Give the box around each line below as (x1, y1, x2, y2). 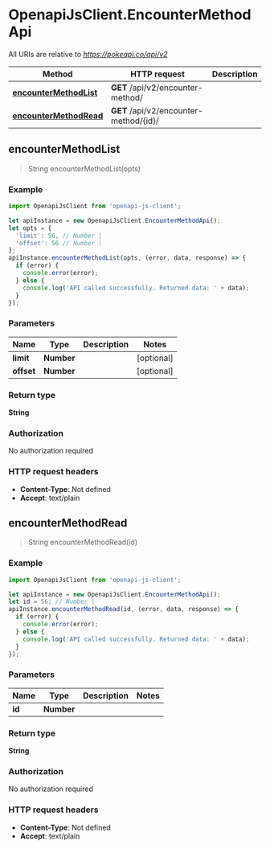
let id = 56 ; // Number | (8, 597, 95, 606)
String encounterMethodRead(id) (27, 537, 138, 548)
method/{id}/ (111, 115, 159, 126)
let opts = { (8, 224, 52, 232)
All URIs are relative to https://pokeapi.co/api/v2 (8, 49, 168, 59)
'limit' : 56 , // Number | (15, 232, 103, 240)
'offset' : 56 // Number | (15, 239, 103, 247)
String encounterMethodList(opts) (27, 163, 141, 174)
